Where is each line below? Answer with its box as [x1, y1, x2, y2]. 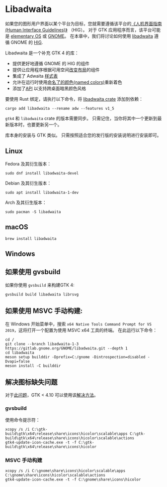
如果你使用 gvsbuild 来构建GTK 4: [5, 282, 75, 288]
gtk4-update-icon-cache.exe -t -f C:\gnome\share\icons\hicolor [5, 477, 141, 482]
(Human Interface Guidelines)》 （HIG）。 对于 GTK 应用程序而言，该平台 [5, 26, 152, 33]
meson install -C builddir [5, 363, 61, 368]
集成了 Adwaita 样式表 [12, 73, 58, 79]
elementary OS [10, 33, 41, 39]
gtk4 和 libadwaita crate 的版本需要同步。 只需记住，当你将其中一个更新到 [5, 115, 158, 121]
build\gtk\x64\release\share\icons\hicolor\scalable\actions [5, 435, 135, 441]
